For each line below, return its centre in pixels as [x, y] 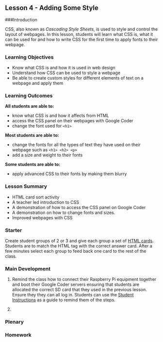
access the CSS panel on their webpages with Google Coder [73, 121]
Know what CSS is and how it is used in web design [64, 68]
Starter [14, 230]
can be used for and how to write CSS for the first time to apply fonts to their [81, 39]
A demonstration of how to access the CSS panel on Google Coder [79, 207]
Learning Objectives [30, 57]
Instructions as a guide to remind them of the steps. [64, 300]
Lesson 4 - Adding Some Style [52, 8]
